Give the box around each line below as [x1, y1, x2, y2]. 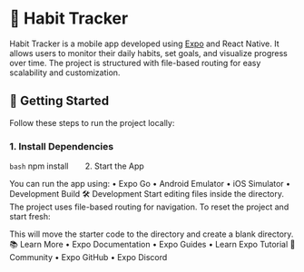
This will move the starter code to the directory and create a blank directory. [9, 228, 294, 239]
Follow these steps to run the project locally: [9, 117, 175, 128]
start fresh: [9, 211, 51, 222]
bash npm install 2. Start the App [9, 160, 145, 171]
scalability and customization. [9, 67, 121, 78]
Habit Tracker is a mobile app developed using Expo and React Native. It [9, 38, 279, 49]
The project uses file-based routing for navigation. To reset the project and [9, 201, 289, 212]
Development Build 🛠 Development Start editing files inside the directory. [9, 189, 284, 199]
